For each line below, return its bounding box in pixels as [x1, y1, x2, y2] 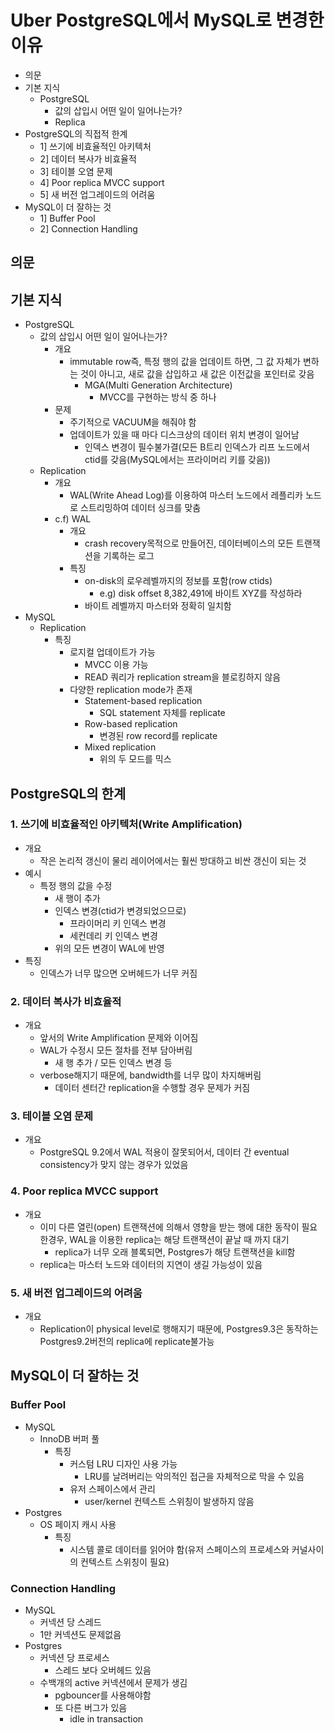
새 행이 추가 [54, 892, 101, 904]
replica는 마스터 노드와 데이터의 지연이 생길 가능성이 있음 [39, 1258, 263, 1270]
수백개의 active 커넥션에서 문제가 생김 [39, 1677, 188, 1688]
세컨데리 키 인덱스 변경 [69, 929, 158, 941]
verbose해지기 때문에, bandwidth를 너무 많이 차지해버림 [39, 1069, 262, 1081]
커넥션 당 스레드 [39, 1616, 102, 1628]
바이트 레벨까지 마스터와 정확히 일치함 [84, 600, 232, 612]
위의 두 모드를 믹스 [99, 753, 172, 765]
